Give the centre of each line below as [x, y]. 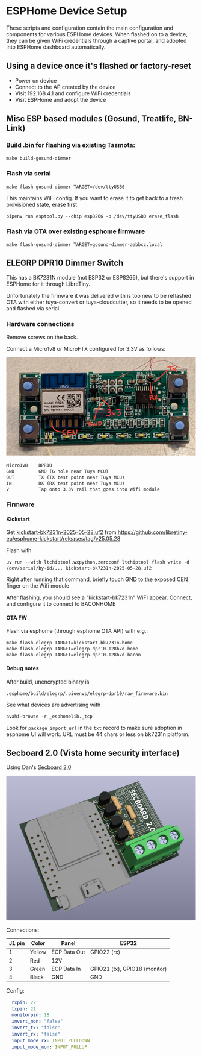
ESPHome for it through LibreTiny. [48, 284]
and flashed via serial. [34, 308]
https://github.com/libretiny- [153, 532]
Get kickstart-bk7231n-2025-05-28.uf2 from [61, 532]
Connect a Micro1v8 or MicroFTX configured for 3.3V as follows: [86, 349]
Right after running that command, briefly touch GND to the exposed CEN [97, 579]
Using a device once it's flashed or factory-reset [99, 66]
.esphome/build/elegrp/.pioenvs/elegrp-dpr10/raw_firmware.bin [87, 693]
